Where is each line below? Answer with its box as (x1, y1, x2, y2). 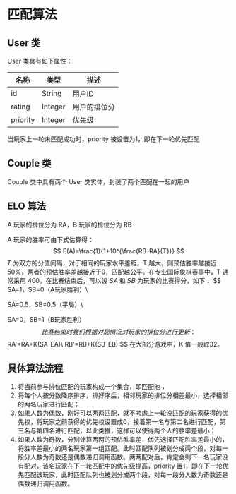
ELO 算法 (7, 200, 47, 212)
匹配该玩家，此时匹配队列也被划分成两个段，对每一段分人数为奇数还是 (23, 471, 228, 479)
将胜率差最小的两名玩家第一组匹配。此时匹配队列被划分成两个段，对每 (17, 444, 223, 452)
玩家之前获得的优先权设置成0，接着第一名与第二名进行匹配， (42, 418, 220, 426)
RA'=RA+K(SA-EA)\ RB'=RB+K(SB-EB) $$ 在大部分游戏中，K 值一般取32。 (7, 339, 224, 348)
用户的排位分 (72, 102, 115, 112)
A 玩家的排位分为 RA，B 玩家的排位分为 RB (7, 220, 132, 229)
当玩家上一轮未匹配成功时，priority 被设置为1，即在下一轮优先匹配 (7, 135, 200, 143)
